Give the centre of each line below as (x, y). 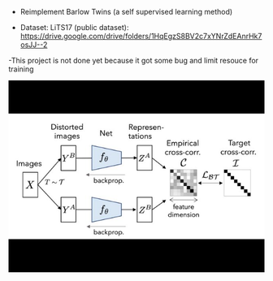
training (21, 69)
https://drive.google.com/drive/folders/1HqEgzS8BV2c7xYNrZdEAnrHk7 (141, 36)
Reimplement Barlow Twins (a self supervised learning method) (126, 12)
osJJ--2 (34, 45)
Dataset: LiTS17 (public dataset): (74, 27)
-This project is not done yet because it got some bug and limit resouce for (133, 61)
